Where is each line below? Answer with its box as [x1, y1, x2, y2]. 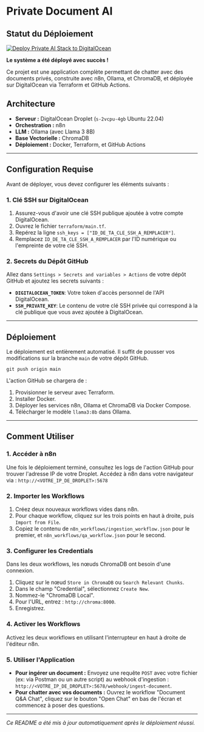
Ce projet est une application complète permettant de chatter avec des [6, 68, 184, 76]
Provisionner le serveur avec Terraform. [15, 389, 115, 396]
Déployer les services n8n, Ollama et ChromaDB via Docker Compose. [15, 402, 191, 409]
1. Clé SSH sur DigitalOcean [6, 195, 89, 204]
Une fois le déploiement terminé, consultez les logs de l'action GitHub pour [6, 463, 194, 471]
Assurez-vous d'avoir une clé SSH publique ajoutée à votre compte [15, 209, 183, 217]
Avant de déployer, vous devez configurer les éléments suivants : [6, 180, 169, 188]
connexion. [6, 567, 35, 574]
